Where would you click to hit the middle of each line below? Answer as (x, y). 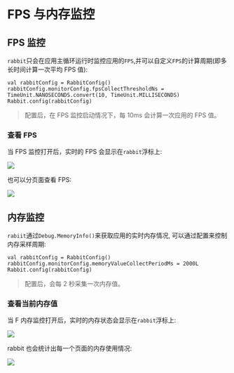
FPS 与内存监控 (51, 14)
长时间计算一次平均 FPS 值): (48, 70)
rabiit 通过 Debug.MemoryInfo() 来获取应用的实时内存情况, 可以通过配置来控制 (117, 235)
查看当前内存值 (33, 304)
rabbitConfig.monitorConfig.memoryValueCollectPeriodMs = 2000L (103, 264)
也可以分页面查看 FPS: (40, 180)
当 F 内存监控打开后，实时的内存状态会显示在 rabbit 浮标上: (92, 320)
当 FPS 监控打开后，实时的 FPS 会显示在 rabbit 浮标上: (85, 152)
